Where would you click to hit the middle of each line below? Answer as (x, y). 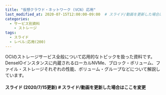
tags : (11, 33)
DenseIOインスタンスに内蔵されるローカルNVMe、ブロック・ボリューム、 (81, 63)
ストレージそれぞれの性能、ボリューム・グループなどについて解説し (91, 69)
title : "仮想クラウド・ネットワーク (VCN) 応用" (50, 10)
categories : (17, 19)
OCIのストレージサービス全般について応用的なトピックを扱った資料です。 (80, 56)
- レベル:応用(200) (28, 42)
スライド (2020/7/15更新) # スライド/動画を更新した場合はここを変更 (76, 88)
